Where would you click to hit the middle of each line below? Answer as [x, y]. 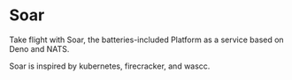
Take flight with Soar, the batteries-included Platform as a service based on [147, 40]
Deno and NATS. [39, 48]
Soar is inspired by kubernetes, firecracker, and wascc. [110, 66]
